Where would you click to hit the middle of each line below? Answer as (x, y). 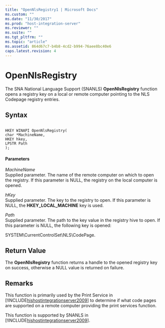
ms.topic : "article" (26, 42)
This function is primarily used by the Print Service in (59, 295)
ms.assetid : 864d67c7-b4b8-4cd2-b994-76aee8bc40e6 (58, 46)
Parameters (17, 159)
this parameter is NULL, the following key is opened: (58, 225)
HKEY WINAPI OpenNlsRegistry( (36, 131)
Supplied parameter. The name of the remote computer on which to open (80, 175)
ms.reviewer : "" (22, 28)
